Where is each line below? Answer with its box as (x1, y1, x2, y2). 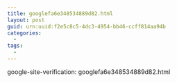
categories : (7, 29, 42, 37)
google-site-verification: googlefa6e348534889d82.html (7, 67, 171, 76)
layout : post (7, 17, 45, 24)
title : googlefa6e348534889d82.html (7, 10, 113, 17)
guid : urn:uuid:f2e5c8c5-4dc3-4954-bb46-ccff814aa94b (7, 23, 167, 30)
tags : (7, 42, 23, 49)
